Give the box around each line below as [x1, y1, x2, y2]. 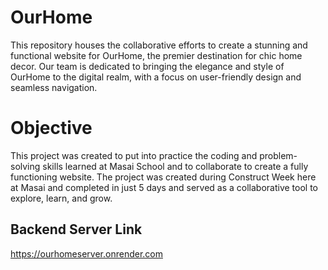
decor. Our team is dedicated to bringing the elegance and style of [10, 60, 285, 72]
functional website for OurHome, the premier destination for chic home [10, 49, 303, 61]
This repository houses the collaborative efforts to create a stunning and [10, 39, 308, 51]
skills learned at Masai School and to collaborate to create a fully [42, 160, 309, 172]
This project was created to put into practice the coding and [10, 149, 258, 161]
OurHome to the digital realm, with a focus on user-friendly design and [10, 71, 302, 83]
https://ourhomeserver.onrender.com [10, 247, 163, 260]
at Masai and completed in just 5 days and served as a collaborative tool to [10, 181, 318, 193]
